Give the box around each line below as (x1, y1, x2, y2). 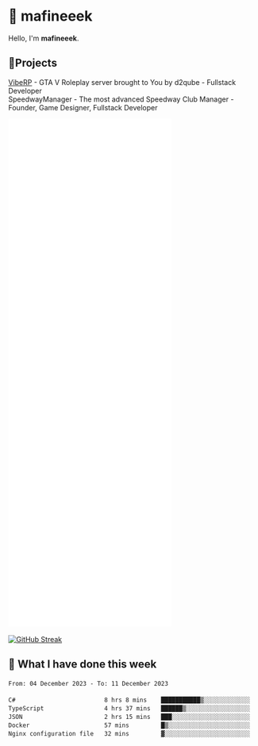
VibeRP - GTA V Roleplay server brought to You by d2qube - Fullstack (8, 77, 237, 87)
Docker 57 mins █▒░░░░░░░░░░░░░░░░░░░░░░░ (8, 721, 250, 729)
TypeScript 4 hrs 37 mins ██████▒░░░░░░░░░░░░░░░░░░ (8, 705, 250, 713)
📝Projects (8, 56, 58, 70)
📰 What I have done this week (8, 658, 157, 671)
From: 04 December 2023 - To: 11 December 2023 (8, 679, 169, 687)
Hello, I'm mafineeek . (8, 33, 79, 43)
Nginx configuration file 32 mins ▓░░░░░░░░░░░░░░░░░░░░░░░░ (8, 729, 250, 737)
